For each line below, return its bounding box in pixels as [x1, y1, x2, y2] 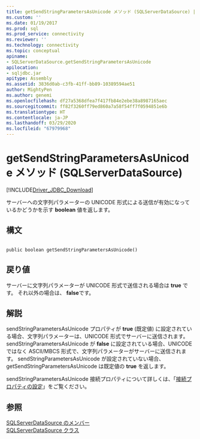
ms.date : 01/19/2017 [6, 20, 58, 26]
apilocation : [6, 64, 39, 71]
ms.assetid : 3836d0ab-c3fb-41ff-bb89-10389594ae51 [6, 81, 135, 87]
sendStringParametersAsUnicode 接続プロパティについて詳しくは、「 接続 [6, 376, 187, 383]
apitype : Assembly [6, 75, 52, 81]
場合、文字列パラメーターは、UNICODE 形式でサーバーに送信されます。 [11, 333, 189, 340]
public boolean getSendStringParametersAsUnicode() [6, 247, 138, 253]
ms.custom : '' [6, 14, 42, 20]
